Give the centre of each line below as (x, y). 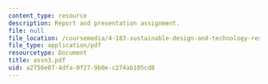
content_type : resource (48, 16)
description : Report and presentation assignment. (94, 23)
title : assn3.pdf (37, 61)
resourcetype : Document (48, 53)
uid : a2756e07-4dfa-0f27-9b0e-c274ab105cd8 (82, 68)
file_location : (33, 38)
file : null (26, 30)
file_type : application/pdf (55, 46)
